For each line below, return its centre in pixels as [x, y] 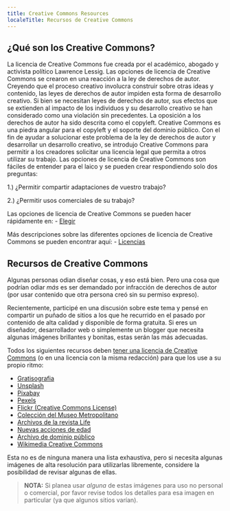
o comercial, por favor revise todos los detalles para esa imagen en [119, 493]
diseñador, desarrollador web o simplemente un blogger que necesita [105, 330]
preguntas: [22, 174]
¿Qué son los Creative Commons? [81, 48]
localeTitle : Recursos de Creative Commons [70, 20]
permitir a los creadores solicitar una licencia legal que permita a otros [107, 152]
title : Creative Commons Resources [58, 13]
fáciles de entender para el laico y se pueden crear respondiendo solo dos [112, 166]
